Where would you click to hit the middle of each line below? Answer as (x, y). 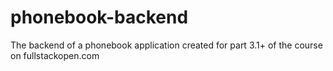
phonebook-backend (99, 17)
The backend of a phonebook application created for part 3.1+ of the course (166, 45)
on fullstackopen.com (55, 55)
